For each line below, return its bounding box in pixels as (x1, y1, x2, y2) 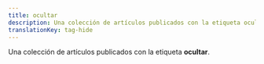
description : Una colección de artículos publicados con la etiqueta (8, 19, 241, 27)
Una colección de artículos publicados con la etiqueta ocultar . (8, 48, 211, 57)
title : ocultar (8, 11, 58, 20)
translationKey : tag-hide (8, 26, 93, 34)
